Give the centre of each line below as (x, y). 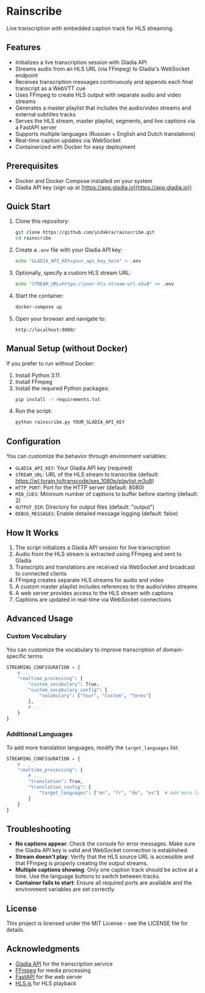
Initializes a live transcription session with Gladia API (81, 62)
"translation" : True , (56, 782)
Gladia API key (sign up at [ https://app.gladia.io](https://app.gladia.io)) (103, 187)
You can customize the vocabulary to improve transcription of (84, 650)
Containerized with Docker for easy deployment (75, 147)
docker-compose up (38, 307)
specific (16, 656)
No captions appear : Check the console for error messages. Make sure (105, 844)
